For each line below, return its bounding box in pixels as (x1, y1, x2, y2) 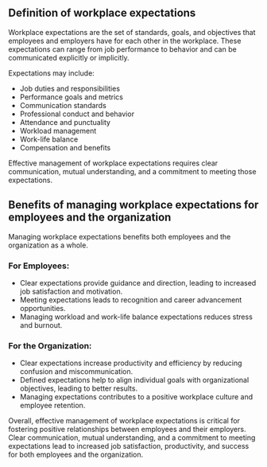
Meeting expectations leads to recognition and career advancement (19, 294, 242, 305)
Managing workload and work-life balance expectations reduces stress (19, 312, 253, 321)
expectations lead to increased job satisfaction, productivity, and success (8, 442, 250, 451)
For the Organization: (8, 340, 92, 351)
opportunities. (19, 303, 66, 313)
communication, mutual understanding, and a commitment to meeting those (8, 166, 257, 176)
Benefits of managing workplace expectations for (8, 198, 259, 212)
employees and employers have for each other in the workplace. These (8, 36, 242, 45)
